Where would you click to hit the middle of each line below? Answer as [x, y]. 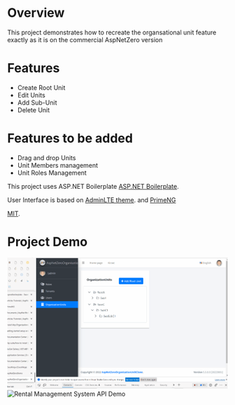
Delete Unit [34, 109]
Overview [36, 13]
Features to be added [70, 139]
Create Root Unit [41, 87]
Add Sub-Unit [37, 102]
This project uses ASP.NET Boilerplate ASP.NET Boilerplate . [93, 186]
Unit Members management [58, 165]
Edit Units [31, 95]
